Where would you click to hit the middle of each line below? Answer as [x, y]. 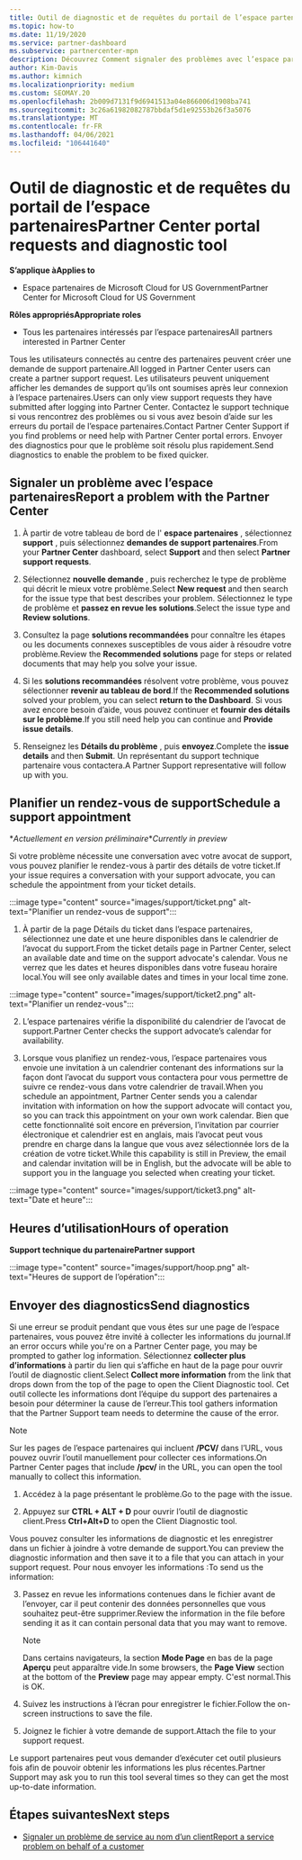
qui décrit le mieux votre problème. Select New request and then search [155, 588]
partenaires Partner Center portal [135, 226]
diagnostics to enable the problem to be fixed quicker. [109, 455]
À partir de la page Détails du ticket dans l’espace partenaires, [138, 929]
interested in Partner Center [74, 341]
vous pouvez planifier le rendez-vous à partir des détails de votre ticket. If [145, 866]
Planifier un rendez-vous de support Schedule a [145, 803]
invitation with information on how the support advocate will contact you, [157, 1106]
